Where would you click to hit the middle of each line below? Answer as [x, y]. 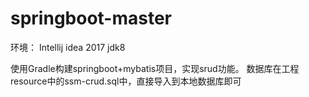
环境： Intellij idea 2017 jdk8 [68, 47]
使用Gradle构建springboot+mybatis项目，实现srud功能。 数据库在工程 [155, 68]
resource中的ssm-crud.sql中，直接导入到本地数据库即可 [126, 81]
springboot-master [91, 18]
